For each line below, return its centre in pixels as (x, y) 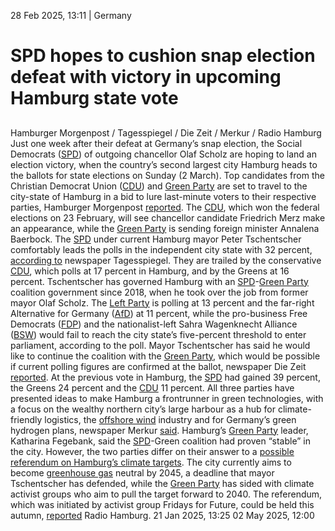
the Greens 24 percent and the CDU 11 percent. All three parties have (152, 387)
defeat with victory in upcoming (146, 77)
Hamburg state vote (94, 98)
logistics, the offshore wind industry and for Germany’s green (170, 419)
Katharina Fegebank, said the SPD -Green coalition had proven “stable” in (161, 441)
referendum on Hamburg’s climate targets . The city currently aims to (151, 462)
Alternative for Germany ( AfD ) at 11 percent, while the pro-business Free (159, 313)
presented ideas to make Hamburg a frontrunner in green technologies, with (167, 398)
